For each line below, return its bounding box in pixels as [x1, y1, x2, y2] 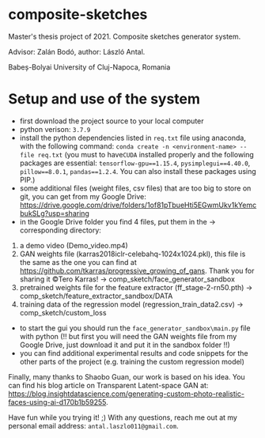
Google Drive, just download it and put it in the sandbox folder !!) [19, 340, 231, 349]
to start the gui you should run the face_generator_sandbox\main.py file [19, 323, 251, 333]
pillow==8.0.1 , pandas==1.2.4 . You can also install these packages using [19, 166, 257, 176]
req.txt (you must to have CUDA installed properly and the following [37, 149, 255, 159]
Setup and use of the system [8, 90, 200, 108]
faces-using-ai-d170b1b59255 [8, 397, 107, 406]
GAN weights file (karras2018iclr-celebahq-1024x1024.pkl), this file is [19, 249, 246, 259]
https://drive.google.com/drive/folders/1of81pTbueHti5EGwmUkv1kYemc [19, 200, 257, 210]
